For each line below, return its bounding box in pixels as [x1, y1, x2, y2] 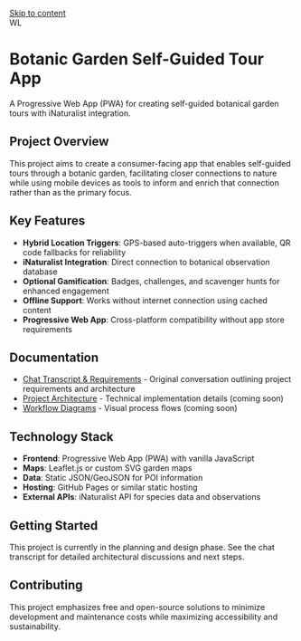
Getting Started [9, 518, 99, 533]
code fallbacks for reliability [22, 246, 127, 257]
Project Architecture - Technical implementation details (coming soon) [22, 393, 285, 404]
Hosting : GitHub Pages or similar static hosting [22, 482, 198, 493]
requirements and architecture [22, 384, 136, 395]
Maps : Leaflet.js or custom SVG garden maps [22, 463, 193, 474]
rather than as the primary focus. [9, 187, 133, 197]
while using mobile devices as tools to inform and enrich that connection [9, 177, 280, 188]
